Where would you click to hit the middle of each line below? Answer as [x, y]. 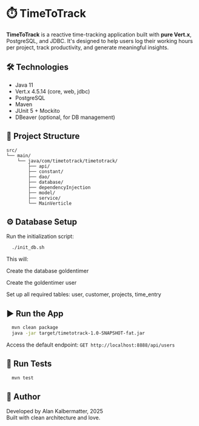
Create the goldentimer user [42, 283]
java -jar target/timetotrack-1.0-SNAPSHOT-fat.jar [79, 333]
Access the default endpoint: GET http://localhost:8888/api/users [91, 345]
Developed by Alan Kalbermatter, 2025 [55, 411]
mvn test [23, 378]
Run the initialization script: [40, 237]
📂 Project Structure [43, 136]
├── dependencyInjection [59, 188]
